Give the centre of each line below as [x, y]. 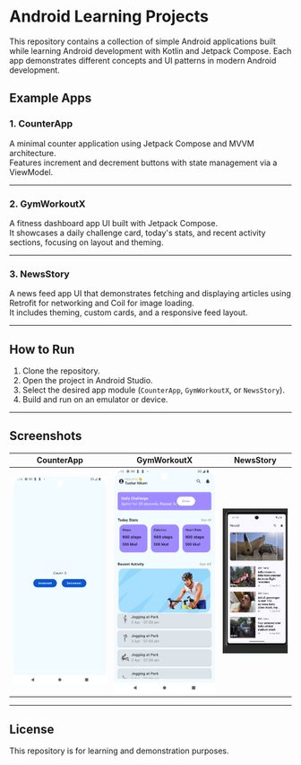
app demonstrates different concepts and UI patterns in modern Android [143, 60]
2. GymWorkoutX [47, 204]
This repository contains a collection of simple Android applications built [142, 41]
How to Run [42, 349]
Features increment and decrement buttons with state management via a [143, 163]
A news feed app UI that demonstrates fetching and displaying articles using [150, 294]
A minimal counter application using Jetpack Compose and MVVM [132, 143]
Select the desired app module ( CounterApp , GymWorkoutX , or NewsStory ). [153, 390]
